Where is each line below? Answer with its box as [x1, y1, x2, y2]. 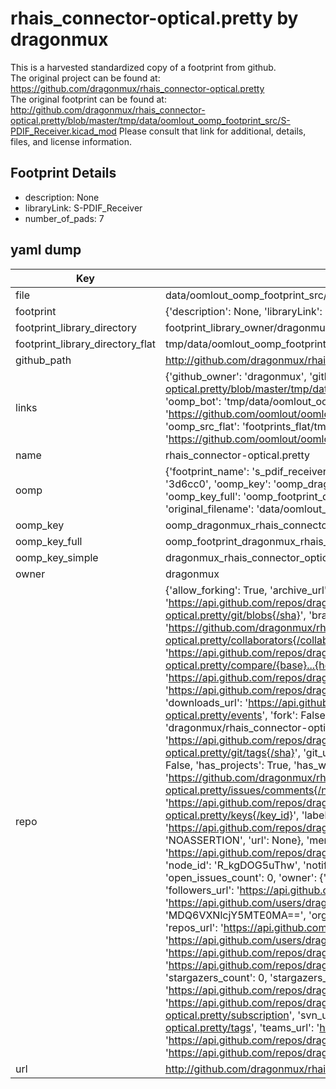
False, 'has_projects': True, [164, 758, 292, 772]
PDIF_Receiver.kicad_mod [10, 125, 117, 137]
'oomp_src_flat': [164, 419, 240, 433]
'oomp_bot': [164, 394, 222, 408]
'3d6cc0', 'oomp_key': [164, 477, 272, 491]
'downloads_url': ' [164, 695, 249, 709]
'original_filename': [164, 502, 255, 516]
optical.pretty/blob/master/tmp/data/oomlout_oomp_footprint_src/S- [10, 114, 291, 126]
